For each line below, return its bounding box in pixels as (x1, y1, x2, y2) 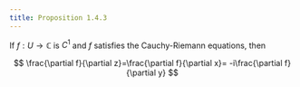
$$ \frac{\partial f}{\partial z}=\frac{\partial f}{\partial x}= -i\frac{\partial (13, 58, 283, 69)
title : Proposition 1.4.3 (9, 13, 107, 23)
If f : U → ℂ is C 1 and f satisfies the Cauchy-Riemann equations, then (9, 38, 266, 51)
